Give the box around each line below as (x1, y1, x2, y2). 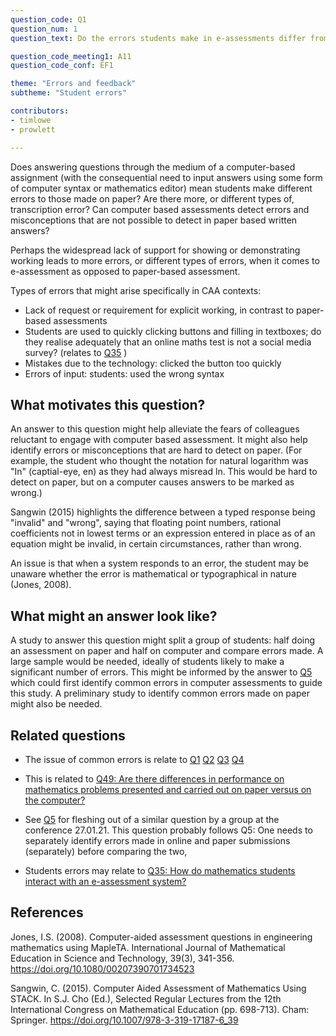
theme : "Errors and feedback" (10, 79, 137, 89)
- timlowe (10, 115, 52, 125)
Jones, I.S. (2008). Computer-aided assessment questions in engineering (10, 931, 313, 943)
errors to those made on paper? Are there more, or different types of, (10, 192, 295, 205)
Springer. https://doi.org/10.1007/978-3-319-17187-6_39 (10, 1014, 239, 1026)
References (10, 904, 84, 921)
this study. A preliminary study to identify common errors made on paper (10, 687, 310, 700)
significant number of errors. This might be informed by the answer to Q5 (10, 666, 313, 678)
